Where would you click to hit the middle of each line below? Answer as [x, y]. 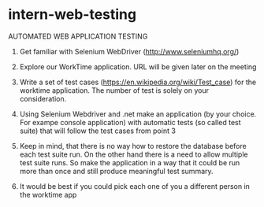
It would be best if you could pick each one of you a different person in [135, 186]
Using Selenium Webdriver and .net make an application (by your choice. [138, 114]
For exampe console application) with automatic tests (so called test [130, 122]
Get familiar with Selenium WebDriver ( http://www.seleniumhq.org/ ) [129, 51]
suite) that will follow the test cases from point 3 [97, 131]
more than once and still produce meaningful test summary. [117, 171]
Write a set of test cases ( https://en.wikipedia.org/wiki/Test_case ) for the [138, 82]
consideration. [43, 98]
